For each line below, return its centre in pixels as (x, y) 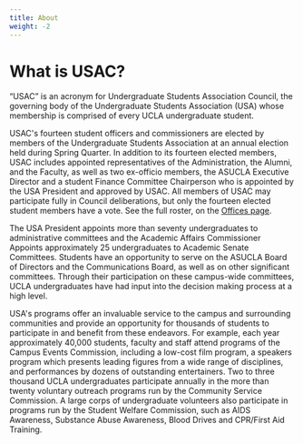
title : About (34, 18)
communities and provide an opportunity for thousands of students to (140, 323)
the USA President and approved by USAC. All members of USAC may (140, 191)
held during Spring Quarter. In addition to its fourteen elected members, (143, 153)
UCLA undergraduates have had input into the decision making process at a (151, 287)
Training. (26, 429)
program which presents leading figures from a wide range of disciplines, (147, 362)
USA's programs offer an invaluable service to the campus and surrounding (150, 314)
